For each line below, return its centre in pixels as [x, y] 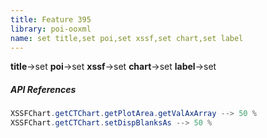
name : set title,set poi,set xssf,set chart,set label [127, 38]
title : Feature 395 [51, 19]
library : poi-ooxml [51, 29]
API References [43, 89]
